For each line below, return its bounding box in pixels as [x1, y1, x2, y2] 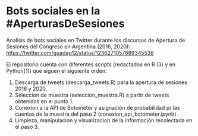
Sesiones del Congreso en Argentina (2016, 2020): [6, 43, 130, 50]
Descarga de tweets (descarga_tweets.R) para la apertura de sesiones [14, 79, 187, 86]
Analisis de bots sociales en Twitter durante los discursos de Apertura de [6, 36, 186, 44]
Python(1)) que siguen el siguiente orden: [6, 67, 107, 74]
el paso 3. [14, 123, 39, 130]
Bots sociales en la [6, 4, 100, 18]
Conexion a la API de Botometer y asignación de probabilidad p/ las [14, 104, 180, 111]
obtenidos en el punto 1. [14, 97, 74, 105]
